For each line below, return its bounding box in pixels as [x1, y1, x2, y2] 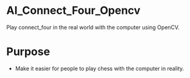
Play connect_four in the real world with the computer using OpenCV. [6, 24, 180, 31]
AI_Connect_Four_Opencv [6, 4, 141, 18]
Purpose [6, 45, 51, 59]
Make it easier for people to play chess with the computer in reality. [15, 65, 185, 72]
